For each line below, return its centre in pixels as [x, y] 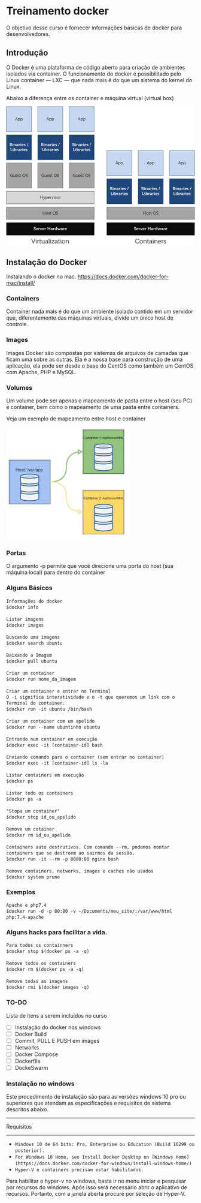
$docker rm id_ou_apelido [38, 835]
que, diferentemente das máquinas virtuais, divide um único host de [90, 318]
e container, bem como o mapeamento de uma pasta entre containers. [93, 407]
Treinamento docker [58, 11]
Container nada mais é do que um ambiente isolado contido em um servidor [100, 312]
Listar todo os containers [40, 793]
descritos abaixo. [28, 1109]
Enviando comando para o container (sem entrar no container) [85, 757]
